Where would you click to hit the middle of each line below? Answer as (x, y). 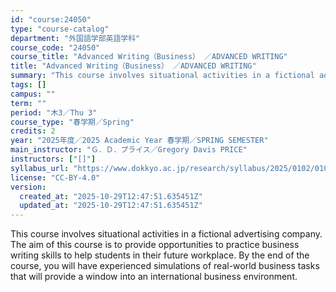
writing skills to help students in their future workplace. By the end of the (160, 255)
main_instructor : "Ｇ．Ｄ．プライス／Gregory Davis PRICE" (129, 150)
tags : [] (28, 85)
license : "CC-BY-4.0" (55, 177)
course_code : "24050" (55, 47)
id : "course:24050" (51, 19)
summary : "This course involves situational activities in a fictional (162, 76)
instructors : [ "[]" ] (53, 159)
